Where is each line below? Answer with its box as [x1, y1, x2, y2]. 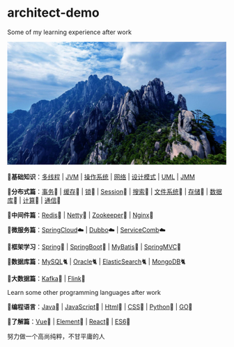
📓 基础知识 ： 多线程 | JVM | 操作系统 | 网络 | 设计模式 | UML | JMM [7, 172, 195, 181]
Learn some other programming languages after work [7, 288, 162, 296]
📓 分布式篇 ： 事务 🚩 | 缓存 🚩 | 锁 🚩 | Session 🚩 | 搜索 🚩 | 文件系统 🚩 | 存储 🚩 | [7, 187, 209, 195]
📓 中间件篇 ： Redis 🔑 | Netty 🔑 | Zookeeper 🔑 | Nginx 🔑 [7, 211, 154, 219]
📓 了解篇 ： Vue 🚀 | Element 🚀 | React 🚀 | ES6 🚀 [7, 317, 131, 325]
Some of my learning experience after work [7, 28, 132, 36]
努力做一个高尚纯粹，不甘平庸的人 [7, 332, 105, 340]
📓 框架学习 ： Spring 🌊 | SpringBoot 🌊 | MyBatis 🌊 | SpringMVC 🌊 [7, 242, 181, 251]
